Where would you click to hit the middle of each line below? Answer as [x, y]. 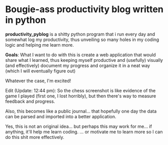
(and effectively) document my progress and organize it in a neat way [78, 65]
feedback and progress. [30, 101]
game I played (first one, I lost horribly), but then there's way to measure [81, 96]
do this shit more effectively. [35, 137]
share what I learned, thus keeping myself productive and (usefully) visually [84, 60]
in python [26, 20]
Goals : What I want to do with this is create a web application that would [80, 55]
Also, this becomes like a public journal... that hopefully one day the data [81, 111]
